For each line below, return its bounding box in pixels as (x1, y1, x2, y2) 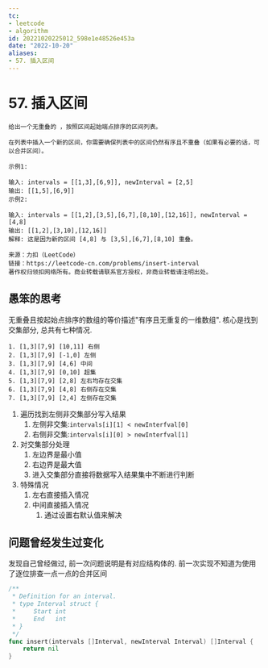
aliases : (8, 49, 38, 57)
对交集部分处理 (19, 439, 70, 449)
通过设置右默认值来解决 (43, 510, 122, 520)
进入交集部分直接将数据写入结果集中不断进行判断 (31, 470, 195, 479)
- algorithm (8, 27, 48, 35)
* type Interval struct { (11, 600, 99, 608)
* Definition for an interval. (11, 592, 117, 601)
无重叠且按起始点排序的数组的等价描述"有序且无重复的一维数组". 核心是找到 (8, 315, 258, 324)
